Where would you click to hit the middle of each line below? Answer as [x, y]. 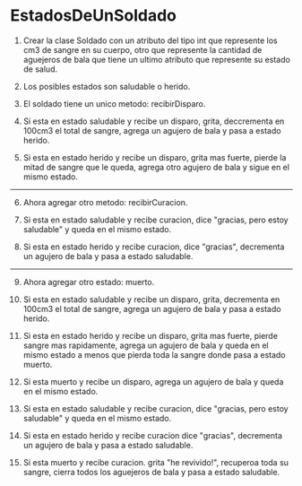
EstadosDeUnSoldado [94, 16]
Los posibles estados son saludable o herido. [107, 86]
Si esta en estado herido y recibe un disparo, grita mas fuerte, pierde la [155, 157]
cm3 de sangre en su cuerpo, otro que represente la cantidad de [142, 49]
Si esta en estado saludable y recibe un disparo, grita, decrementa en [151, 299]
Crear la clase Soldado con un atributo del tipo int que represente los [150, 40]
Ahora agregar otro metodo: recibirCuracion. [105, 202]
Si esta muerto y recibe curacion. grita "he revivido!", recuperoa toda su [156, 462]
